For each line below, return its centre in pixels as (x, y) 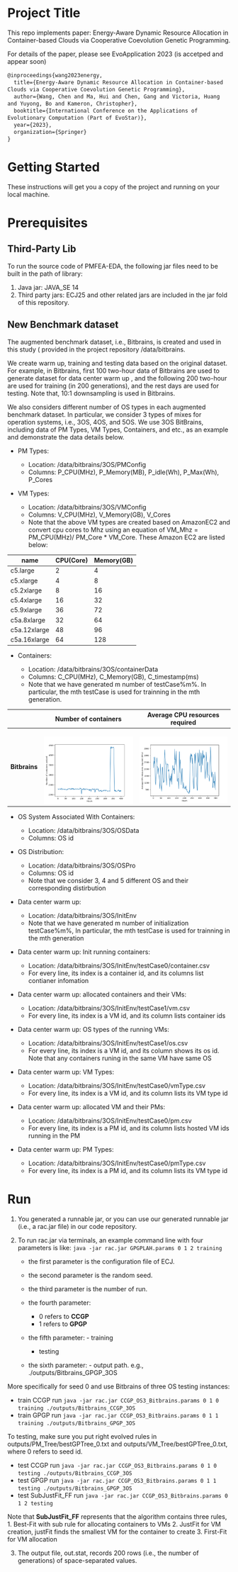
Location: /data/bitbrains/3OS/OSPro (82, 865)
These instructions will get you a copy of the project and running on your (114, 186)
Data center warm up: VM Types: (66, 1072)
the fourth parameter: (59, 1303)
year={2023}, (33, 125)
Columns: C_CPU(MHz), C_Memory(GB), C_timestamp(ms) (114, 676)
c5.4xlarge (26, 600)
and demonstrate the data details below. (66, 437)
